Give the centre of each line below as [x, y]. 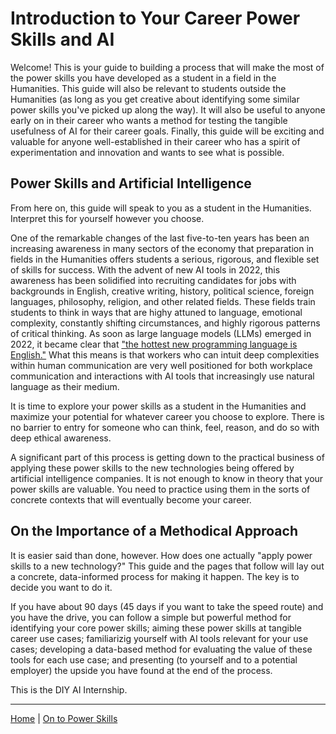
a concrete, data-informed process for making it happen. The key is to [155, 576]
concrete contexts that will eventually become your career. [131, 499]
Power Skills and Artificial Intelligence [131, 183]
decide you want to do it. [61, 587]
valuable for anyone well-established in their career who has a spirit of [155, 141]
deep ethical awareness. [61, 438]
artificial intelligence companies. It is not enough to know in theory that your [167, 478]
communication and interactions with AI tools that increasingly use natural [162, 376]
